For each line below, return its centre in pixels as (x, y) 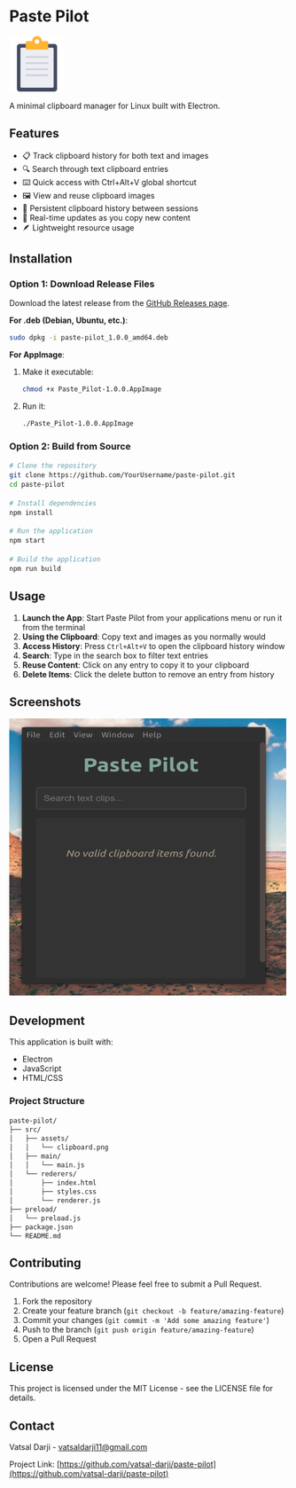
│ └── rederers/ (43, 1174)
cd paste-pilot (37, 485)
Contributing (45, 1262)
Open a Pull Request (59, 1339)
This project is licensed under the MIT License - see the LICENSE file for (141, 1389)
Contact (32, 1425)
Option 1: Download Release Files (82, 284)
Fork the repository (57, 1302)
